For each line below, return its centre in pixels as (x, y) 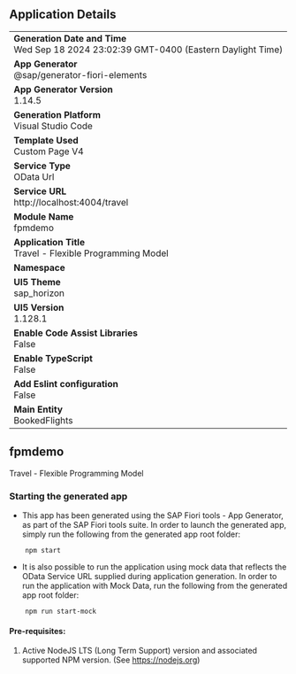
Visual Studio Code (53, 126)
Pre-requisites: (38, 631)
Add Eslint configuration (66, 383)
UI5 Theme (38, 282)
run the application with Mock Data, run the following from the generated (155, 585)
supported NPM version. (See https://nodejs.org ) (111, 660)
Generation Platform (57, 114)
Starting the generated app (68, 496)
